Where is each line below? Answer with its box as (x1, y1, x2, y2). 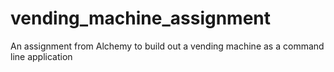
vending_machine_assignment (10, 7, 272, 30)
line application (10, 50, 73, 62)
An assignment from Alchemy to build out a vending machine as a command (10, 40, 325, 52)
